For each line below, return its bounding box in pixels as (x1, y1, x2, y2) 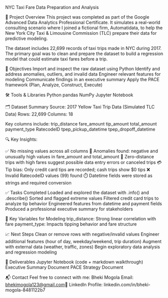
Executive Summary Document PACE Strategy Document (5, 264, 124, 270)
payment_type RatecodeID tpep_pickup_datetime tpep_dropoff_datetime (5, 126, 155, 132)
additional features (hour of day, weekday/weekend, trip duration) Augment (5, 239, 162, 244)
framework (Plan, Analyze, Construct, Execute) (5, 82, 103, 88)
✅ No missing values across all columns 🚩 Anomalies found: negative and (5, 148, 158, 154)
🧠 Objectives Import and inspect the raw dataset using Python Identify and (5, 66, 160, 72)
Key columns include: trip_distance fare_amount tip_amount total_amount (5, 121, 157, 127)
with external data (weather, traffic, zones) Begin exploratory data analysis (5, 244, 160, 250)
